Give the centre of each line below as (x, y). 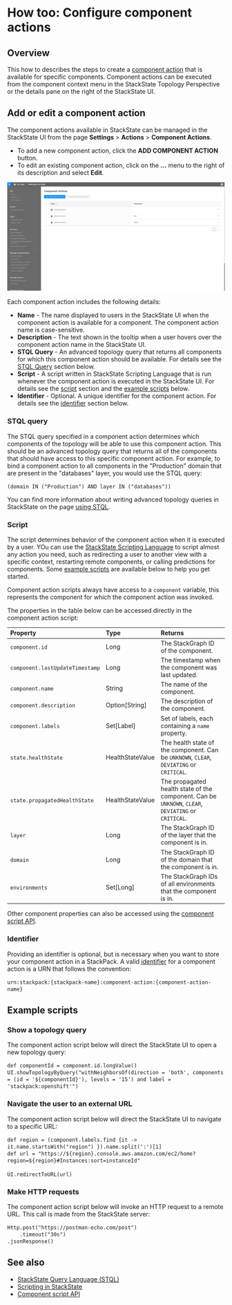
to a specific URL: (32, 1126)
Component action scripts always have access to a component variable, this (113, 589)
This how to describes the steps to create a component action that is (105, 69)
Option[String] (126, 705)
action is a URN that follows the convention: (69, 969)
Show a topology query (47, 1030)
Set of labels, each (187, 718)
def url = (21, 1154)
